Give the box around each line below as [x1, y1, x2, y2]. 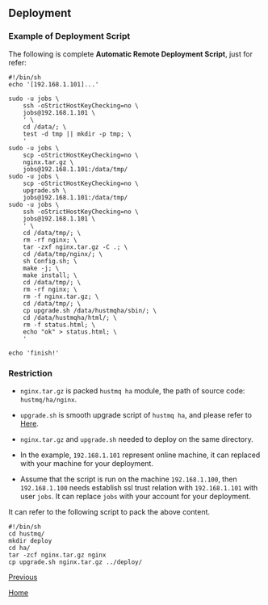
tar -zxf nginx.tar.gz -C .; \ [23, 242, 128, 251]
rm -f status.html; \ [23, 321, 95, 329]
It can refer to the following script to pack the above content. [8, 506, 211, 516]
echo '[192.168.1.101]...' [8, 80, 99, 88]
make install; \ [23, 271, 78, 279]
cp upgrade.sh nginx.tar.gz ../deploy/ [8, 557, 143, 566]
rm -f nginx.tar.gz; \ [23, 292, 99, 300]
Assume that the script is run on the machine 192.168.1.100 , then [19, 474, 237, 484]
